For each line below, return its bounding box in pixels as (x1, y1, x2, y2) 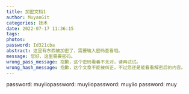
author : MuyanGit (6, 14, 50, 20)
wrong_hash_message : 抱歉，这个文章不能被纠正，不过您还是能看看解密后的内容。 (6, 64, 186, 71)
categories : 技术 (6, 20, 48, 26)
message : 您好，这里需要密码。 (6, 53, 76, 59)
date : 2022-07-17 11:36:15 (6, 25, 74, 32)
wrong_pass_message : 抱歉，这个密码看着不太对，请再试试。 (6, 59, 141, 65)
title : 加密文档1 (6, 8, 46, 15)
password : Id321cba (6, 43, 55, 48)
